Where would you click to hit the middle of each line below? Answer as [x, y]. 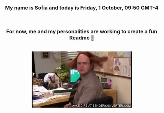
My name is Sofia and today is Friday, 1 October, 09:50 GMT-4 [82, 8]
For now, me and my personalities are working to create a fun [82, 32]
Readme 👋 [82, 38]
